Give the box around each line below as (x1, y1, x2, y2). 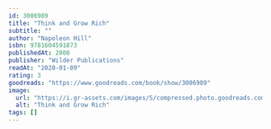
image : (8, 86, 31, 95)
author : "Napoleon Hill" (8, 34, 92, 42)
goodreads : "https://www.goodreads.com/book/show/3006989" (8, 79, 211, 87)
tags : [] (8, 109, 38, 117)
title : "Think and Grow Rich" (8, 19, 110, 27)
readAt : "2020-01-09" (8, 64, 81, 72)
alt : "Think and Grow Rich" (15, 101, 110, 109)
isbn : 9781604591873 (8, 42, 78, 50)
